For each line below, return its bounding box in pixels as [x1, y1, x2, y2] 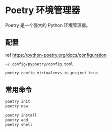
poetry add [5, 117, 28, 123]
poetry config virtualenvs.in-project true [5, 70, 98, 75]
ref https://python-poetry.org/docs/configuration [5, 52, 107, 58]
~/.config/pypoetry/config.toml [5, 61, 73, 67]
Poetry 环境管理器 [5, 5, 81, 16]
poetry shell [5, 122, 33, 127]
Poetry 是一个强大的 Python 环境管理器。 [5, 22, 91, 28]
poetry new [5, 104, 28, 109]
